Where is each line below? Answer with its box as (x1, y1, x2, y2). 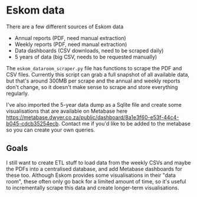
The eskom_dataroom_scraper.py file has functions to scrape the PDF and (6, 64, 182, 71)
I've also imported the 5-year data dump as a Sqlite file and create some (6, 101, 182, 108)
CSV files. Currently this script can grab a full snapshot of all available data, (6, 71, 190, 78)
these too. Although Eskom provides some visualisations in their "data (6, 172, 176, 179)
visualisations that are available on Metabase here (6, 107, 128, 114)
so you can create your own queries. (6, 126, 96, 133)
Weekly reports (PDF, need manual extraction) (14, 41, 127, 48)
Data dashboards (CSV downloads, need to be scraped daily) (14, 47, 164, 54)
